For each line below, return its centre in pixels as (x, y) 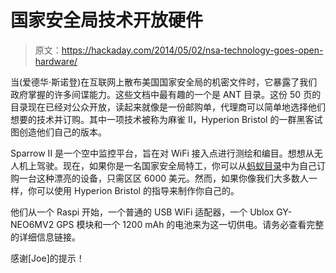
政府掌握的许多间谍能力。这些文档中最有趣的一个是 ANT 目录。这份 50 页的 (166, 94)
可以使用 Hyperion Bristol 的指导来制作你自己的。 (138, 190)
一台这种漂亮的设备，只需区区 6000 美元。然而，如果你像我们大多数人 (164, 178)
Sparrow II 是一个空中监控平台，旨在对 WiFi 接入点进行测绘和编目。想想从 (162, 153)
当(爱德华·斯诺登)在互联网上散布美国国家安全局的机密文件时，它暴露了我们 (164, 82)
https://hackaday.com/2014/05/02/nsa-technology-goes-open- (192, 50)
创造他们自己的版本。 (62, 132)
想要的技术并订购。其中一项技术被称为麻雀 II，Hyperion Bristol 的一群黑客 (162, 119)
